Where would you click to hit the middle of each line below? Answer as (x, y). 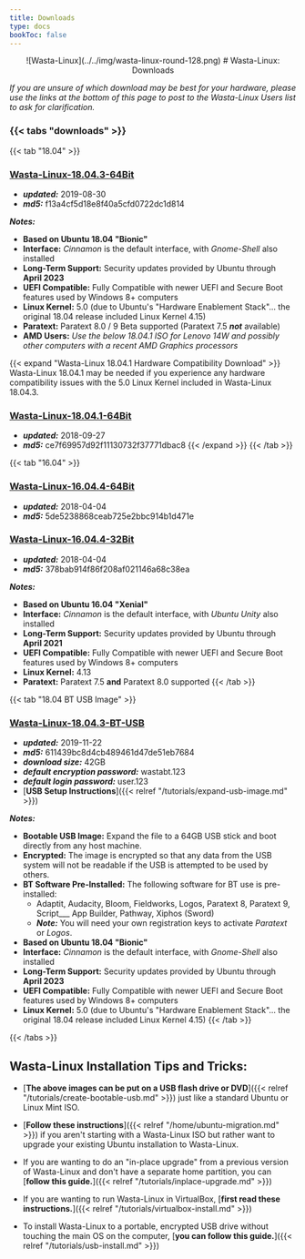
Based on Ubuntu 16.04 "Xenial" (85, 604)
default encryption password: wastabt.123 (104, 772)
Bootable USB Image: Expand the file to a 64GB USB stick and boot (149, 836)
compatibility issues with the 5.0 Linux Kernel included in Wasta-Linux (141, 382)
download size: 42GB (64, 762)
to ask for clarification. (52, 107)
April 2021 (42, 643)
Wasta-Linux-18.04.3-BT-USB (77, 723)
